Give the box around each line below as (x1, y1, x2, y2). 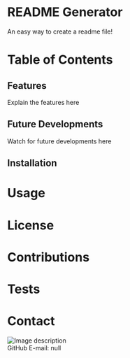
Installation (7, 157, 57, 169)
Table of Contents (7, 52, 113, 68)
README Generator (7, 4, 123, 20)
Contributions (7, 249, 89, 265)
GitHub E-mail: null (7, 343, 62, 352)
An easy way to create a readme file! (7, 27, 113, 36)
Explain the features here (7, 98, 80, 106)
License (7, 217, 55, 233)
